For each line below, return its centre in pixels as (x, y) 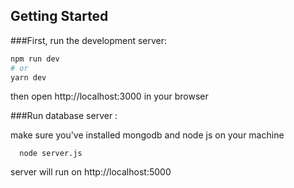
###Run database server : (64, 116)
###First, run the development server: (89, 40)
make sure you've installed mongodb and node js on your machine (147, 135)
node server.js (51, 154)
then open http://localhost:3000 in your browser (109, 96)
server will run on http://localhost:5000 (91, 172)
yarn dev (28, 77)
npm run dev (35, 59)
